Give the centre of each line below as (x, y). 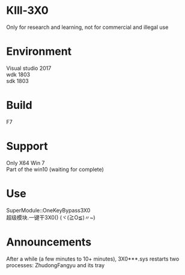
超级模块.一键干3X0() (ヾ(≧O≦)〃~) (51, 217)
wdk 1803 (18, 74)
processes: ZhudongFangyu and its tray (56, 265)
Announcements (49, 242)
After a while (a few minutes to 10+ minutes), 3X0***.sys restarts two (93, 259)
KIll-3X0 (28, 11)
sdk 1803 (17, 81)
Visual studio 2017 (29, 68)
